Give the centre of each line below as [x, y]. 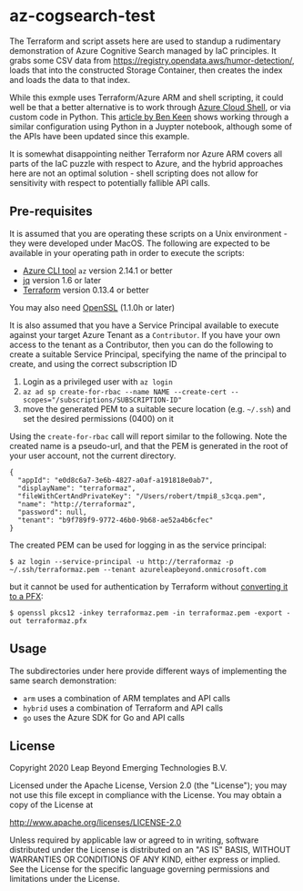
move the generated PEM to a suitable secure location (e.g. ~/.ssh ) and [157, 409]
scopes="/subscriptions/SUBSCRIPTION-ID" [102, 400]
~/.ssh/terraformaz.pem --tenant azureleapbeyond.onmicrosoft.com [138, 569]
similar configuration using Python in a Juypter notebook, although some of [151, 126]
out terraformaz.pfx [49, 620]
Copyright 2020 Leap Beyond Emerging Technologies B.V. [118, 768]
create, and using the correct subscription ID [93, 364]
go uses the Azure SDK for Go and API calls [103, 717]
